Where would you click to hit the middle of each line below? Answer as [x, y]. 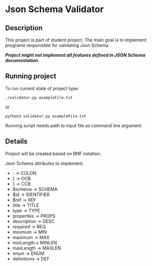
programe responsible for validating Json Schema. [57, 45]
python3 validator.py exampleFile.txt [46, 116]
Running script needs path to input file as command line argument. [74, 125]
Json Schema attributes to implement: [44, 163]
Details [16, 141]
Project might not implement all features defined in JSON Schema [75, 55]
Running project [31, 76]
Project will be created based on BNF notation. [53, 153]
